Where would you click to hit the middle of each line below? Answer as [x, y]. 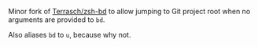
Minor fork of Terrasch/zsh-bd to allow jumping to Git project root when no [129, 11]
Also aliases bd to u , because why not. [70, 35]
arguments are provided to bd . [57, 20]
